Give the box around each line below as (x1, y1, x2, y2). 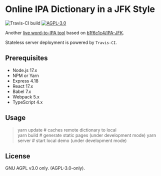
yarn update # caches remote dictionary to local (17, 126, 116, 133)
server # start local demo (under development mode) (17, 137, 127, 143)
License (5, 151, 30, 160)
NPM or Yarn (12, 72, 39, 78)
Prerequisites (5, 54, 48, 62)
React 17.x (12, 83, 33, 89)
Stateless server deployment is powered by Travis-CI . (5, 39, 117, 45)
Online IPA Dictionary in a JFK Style (5, 3, 155, 15)
